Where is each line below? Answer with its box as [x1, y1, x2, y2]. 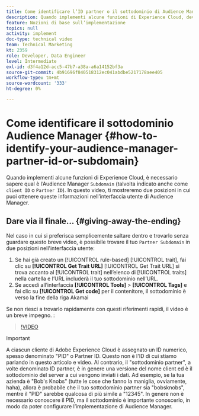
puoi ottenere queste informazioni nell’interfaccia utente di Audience [6, 193, 174, 200]
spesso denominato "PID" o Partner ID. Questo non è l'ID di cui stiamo [6, 352, 177, 359]
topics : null [6, 25, 38, 31]
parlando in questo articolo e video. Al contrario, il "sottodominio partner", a [6, 359, 191, 366]
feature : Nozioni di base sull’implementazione [6, 20, 126, 25]
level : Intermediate [6, 58, 57, 64]
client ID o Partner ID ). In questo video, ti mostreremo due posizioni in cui [6, 186, 191, 193]
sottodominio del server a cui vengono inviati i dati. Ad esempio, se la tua [6, 371, 185, 378]
